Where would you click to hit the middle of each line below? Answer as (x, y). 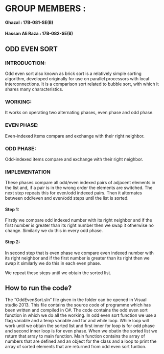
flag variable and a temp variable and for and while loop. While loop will (77, 321)
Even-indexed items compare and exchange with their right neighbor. (75, 136)
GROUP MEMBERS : (46, 9)
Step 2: (13, 242)
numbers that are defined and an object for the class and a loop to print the (81, 341)
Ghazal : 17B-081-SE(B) (29, 22)
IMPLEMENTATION (28, 172)
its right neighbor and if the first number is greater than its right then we (78, 258)
